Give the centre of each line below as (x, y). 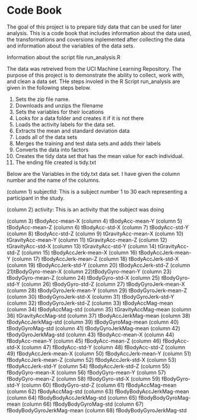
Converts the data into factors (52, 150)
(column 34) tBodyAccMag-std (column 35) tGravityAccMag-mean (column (99, 309)
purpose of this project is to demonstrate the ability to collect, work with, (96, 75)
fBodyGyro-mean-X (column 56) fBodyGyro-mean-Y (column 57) (86, 372)
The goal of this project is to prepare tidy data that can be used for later (94, 27)
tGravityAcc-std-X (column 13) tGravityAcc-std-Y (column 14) (82, 246)
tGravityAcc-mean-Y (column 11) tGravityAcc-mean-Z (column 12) (87, 240)
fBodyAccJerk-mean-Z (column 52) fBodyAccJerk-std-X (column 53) (92, 359)
